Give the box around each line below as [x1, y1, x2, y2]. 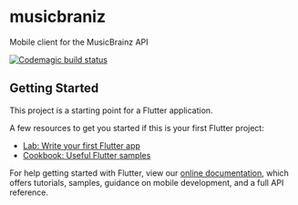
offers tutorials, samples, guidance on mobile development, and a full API [9, 177, 284, 188]
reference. [9, 187, 48, 198]
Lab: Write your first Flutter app [22, 139, 141, 151]
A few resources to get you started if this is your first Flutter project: [9, 122, 264, 133]
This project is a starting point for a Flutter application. [9, 105, 213, 116]
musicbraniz [9, 6, 107, 27]
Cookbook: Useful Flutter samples [22, 149, 151, 160]
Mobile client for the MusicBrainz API [9, 36, 149, 47]
